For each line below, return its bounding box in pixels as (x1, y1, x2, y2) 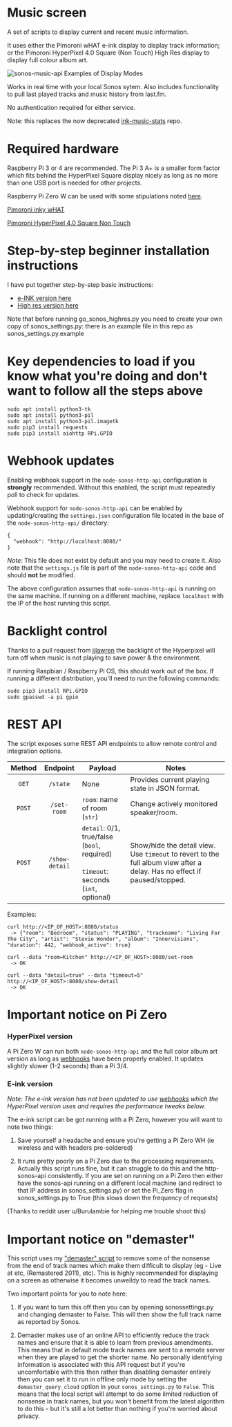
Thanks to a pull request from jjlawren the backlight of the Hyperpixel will (7, 646, 215, 654)
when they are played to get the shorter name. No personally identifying (17, 1353, 222, 1361)
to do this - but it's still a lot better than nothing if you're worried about (17, 1405, 217, 1413)
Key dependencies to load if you (7, 354, 195, 369)
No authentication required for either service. (7, 103, 136, 111)
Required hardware (7, 141, 119, 157)
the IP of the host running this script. (7, 599, 111, 607)
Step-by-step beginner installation (7, 243, 210, 259)
